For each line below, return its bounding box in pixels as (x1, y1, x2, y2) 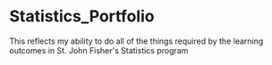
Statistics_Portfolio (9, 6, 155, 27)
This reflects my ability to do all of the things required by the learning (9, 36, 264, 46)
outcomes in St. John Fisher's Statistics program (9, 45, 189, 55)
